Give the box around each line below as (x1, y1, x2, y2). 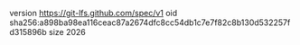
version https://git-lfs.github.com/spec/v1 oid (9, 8, 178, 18)
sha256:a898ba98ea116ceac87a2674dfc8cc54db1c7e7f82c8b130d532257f (9, 17, 291, 28)
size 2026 (48, 27, 86, 37)
